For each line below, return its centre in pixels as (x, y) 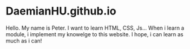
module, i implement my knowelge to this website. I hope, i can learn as (95, 34)
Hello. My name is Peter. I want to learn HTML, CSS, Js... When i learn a (95, 28)
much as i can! (24, 41)
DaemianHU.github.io (61, 11)
